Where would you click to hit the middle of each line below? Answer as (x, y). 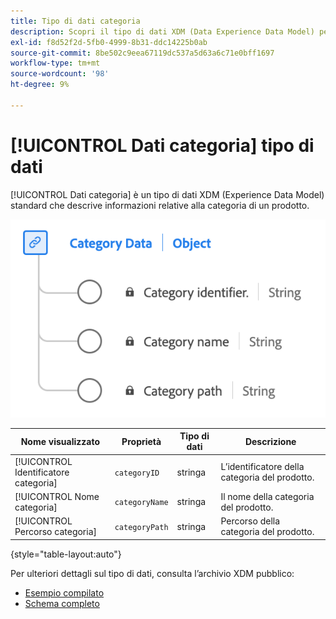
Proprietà (141, 441)
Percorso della (250, 521)
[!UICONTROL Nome (57, 496)
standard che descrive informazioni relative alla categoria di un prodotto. (160, 205)
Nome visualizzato (60, 441)
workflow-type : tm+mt (55, 63)
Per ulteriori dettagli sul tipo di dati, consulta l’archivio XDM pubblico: (152, 573)
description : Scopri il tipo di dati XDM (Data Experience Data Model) (162, 31)
